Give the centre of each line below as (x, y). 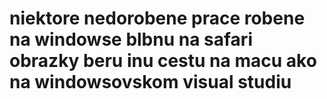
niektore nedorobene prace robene (157, 18)
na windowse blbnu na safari (131, 39)
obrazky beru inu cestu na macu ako (163, 61)
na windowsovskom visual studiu (150, 82)
